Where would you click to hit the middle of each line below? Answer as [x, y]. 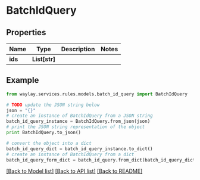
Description [78, 49]
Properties [26, 32]
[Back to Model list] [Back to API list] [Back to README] [74, 171]
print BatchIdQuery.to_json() [44, 133]
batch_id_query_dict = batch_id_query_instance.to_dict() [79, 149]
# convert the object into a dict [49, 143]
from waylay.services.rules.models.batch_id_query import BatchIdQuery [97, 94]
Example [23, 80]
